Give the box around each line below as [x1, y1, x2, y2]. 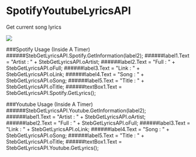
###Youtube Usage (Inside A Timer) [6, 101, 94, 108]
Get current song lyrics [6, 23, 61, 30]
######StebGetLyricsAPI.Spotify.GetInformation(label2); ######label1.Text [6, 52, 190, 59]
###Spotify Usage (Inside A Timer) [6, 46, 91, 53]
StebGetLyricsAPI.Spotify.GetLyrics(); [6, 89, 97, 96]
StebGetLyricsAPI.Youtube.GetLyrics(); [6, 144, 99, 151]
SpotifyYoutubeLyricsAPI [6, 4, 132, 18]
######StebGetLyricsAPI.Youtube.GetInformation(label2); [6, 107, 146, 114]
